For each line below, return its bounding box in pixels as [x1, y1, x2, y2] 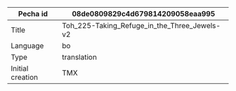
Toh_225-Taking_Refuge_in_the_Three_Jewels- [62, 21, 221, 30]
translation [62, 52, 97, 62]
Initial [11, 64, 29, 73]
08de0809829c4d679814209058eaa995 [72, 9, 216, 18]
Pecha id [18, 9, 48, 18]
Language [11, 41, 44, 50]
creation [11, 73, 39, 82]
